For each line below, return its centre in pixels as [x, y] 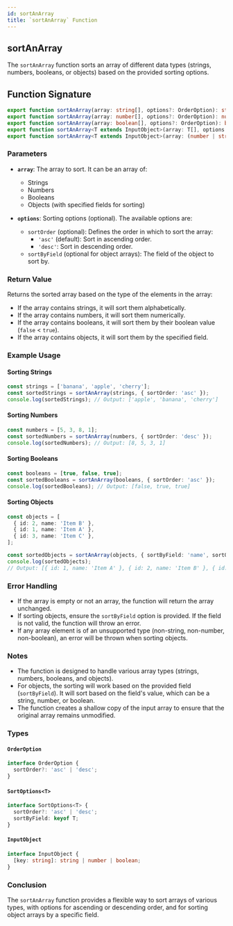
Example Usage [34, 355]
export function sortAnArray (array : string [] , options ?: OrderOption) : [113, 111]
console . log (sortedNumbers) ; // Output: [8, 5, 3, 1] [87, 443]
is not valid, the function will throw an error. [79, 623]
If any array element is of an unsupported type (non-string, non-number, [121, 631]
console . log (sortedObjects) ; [49, 561]
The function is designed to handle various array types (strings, [108, 671]
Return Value [29, 279]
